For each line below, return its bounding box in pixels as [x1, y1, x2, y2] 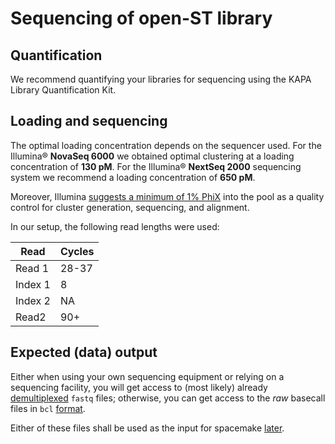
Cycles [59, 244, 95, 258]
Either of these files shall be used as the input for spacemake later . [10, 422, 285, 434]
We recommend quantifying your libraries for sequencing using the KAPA [10, 73, 312, 85]
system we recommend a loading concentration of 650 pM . [10, 171, 256, 183]
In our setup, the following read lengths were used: [10, 220, 220, 232]
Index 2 [15, 293, 51, 307]
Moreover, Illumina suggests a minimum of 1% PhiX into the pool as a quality [10, 190, 325, 202]
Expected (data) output [10, 344, 158, 361]
